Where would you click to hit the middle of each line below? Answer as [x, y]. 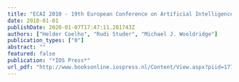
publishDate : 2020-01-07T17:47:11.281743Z [71, 27]
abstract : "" [27, 47]
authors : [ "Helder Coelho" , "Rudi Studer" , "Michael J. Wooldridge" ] [113, 34]
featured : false [31, 54]
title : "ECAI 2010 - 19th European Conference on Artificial [100, 14]
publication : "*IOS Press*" [49, 61]
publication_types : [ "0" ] [46, 41]
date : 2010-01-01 [33, 21]
